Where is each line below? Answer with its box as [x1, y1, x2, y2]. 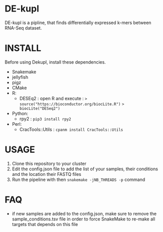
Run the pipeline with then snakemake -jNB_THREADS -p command [12, 176, 145, 182]
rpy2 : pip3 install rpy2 [19, 116, 71, 122]
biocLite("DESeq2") [19, 106, 61, 111]
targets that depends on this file [12, 221, 78, 227]
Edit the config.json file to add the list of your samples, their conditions [12, 166, 158, 172]
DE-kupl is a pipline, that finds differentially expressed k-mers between [5, 20, 151, 26]
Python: [12, 110, 29, 116]
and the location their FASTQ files [12, 171, 81, 177]
